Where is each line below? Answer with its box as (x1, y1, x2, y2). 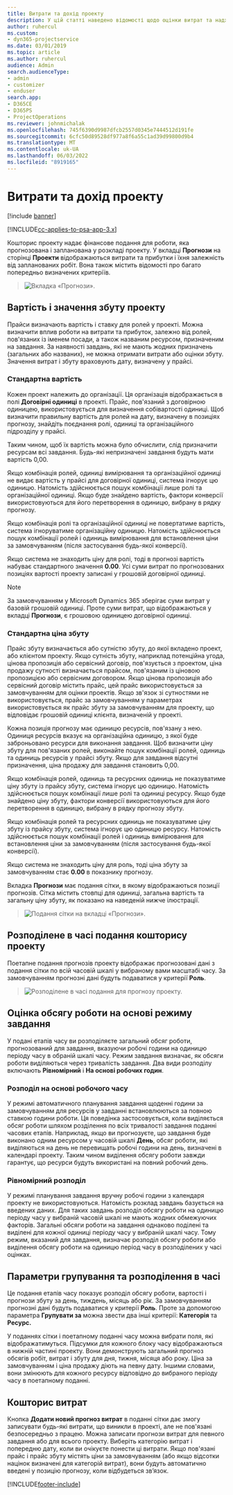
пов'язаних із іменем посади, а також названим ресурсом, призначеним (7, 335, 224, 343)
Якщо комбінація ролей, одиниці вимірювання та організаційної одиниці (7, 468, 221, 477)
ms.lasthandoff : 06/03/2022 (7, 152, 89, 160)
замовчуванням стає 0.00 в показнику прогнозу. (7, 868, 153, 876)
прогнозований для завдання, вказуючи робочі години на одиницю (7, 1043, 207, 1052)
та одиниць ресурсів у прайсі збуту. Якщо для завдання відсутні (7, 754, 198, 762)
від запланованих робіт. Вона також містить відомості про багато (7, 261, 202, 269)
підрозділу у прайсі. (7, 427, 67, 435)
